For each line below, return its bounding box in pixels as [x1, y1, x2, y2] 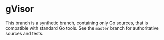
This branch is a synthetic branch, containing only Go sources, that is [5, 20, 148, 26]
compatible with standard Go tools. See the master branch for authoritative [5, 25, 159, 31]
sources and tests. [5, 30, 44, 36]
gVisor [5, 3, 34, 15]
